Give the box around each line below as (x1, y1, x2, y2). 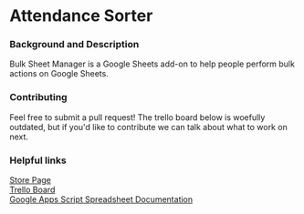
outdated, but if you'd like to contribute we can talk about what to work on (9, 121, 288, 132)
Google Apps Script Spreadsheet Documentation (9, 194, 194, 205)
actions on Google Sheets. (9, 68, 110, 79)
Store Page (9, 175, 52, 186)
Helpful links (9, 154, 67, 167)
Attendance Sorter (9, 5, 153, 26)
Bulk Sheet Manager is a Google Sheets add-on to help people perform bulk (9, 58, 295, 69)
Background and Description (9, 38, 140, 51)
